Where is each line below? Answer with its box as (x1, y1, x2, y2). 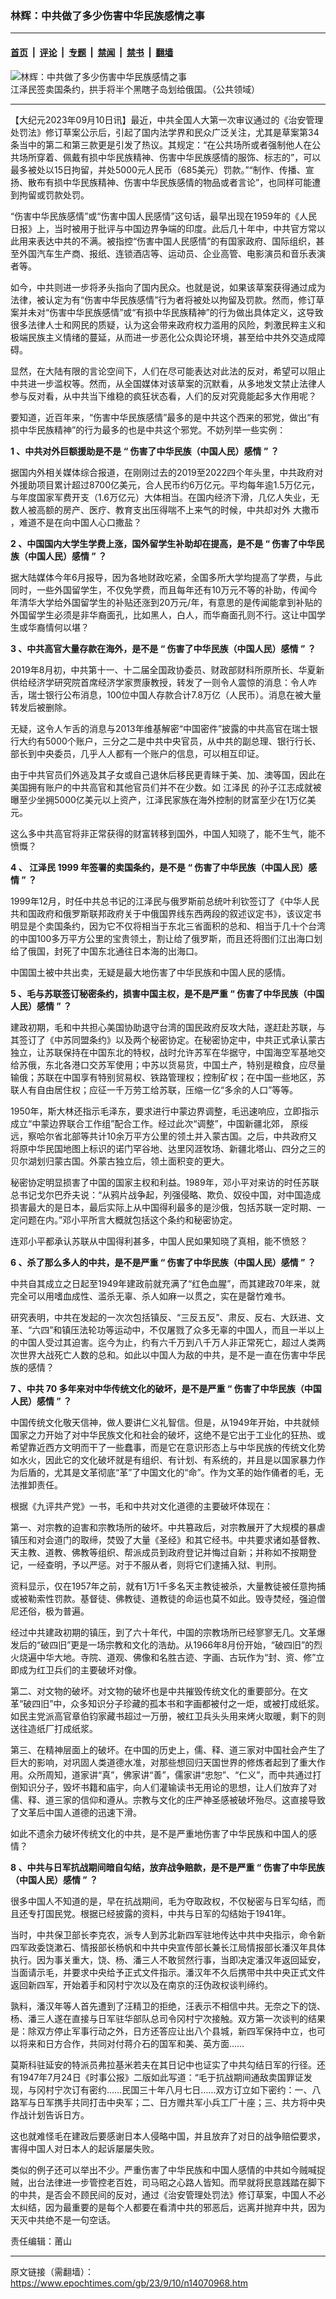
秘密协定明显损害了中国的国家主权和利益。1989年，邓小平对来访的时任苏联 (10, 1176, 320, 1188)
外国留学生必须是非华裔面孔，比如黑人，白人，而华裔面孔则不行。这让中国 (10, 608, 317, 621)
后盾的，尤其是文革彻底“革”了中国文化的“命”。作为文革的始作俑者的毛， (18, 1466, 315, 1478)
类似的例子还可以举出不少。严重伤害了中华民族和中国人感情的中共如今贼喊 (10, 2163, 317, 2176)
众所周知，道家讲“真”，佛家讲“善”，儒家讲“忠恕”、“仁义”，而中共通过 (27, 1768, 313, 1781)
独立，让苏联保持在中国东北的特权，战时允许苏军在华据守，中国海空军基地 (10, 1046, 317, 1058)
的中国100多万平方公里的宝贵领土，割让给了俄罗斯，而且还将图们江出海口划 (10, 932, 323, 944)
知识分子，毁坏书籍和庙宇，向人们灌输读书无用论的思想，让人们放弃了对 (18, 1781, 317, 1793)
